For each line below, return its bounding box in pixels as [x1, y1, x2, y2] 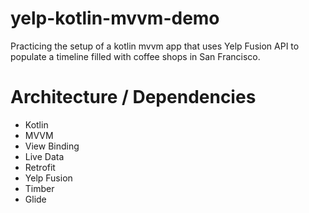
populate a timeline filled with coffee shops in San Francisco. [10, 50, 261, 62]
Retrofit [24, 161, 56, 173]
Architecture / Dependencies [10, 86, 257, 109]
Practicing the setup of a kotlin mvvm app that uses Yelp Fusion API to [10, 40, 300, 52]
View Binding [24, 140, 80, 152]
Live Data [24, 150, 65, 162]
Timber [24, 182, 55, 194]
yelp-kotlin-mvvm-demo [10, 7, 220, 30]
